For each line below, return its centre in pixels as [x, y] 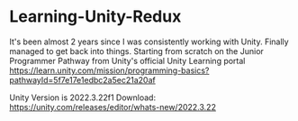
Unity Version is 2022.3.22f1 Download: [82, 98]
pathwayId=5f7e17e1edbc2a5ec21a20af [82, 79]
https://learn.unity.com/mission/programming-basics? [109, 70]
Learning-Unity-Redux [95, 17]
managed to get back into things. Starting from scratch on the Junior [136, 51]
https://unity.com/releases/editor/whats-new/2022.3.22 [113, 107]
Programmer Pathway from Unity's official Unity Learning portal [127, 60]
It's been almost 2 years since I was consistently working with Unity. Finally [149, 42]
